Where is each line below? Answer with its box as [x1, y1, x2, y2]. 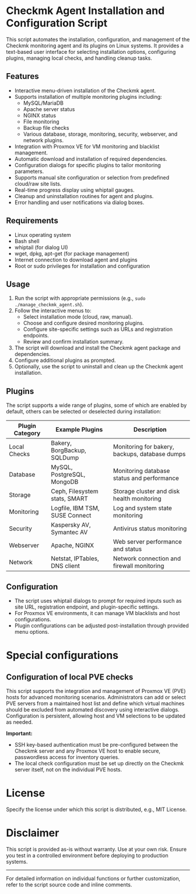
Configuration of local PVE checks [6, 672, 134, 682]
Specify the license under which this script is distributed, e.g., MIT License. [6, 806, 187, 813]
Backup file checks [23, 124, 69, 131]
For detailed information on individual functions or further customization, [6, 875, 181, 882]
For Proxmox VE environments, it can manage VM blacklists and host [14, 610, 180, 616]
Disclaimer [6, 826, 60, 840]
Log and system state [113, 504, 172, 512]
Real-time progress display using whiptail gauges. [14, 186, 135, 194]
